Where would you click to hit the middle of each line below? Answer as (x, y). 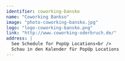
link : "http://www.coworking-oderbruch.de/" (61, 33)
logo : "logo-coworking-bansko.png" (50, 28)
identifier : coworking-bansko (43, 11)
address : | (19, 38)
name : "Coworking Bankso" (38, 17)
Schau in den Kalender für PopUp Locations (65, 49)
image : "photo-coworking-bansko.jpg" (52, 22)
